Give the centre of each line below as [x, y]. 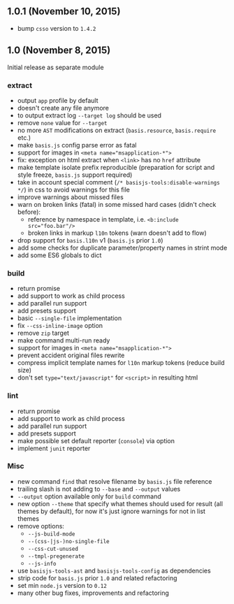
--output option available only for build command [89, 496]
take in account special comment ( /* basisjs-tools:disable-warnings [118, 182]
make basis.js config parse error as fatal [77, 145]
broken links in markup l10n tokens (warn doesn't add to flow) [117, 233]
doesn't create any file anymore [63, 108]
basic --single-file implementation [70, 318]
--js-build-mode [51, 534]
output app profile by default [58, 100]
